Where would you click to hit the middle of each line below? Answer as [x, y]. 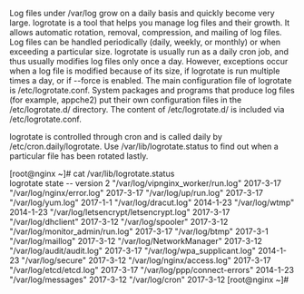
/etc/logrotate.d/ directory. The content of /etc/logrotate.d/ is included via [147, 109]
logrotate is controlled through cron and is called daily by [116, 137]
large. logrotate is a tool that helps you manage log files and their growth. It [150, 23]
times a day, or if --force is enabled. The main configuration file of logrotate [151, 80]
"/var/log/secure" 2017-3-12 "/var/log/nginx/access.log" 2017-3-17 [146, 260]
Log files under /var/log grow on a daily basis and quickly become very [142, 13]
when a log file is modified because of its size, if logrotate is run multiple [145, 71]
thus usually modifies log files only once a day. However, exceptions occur [149, 61]
